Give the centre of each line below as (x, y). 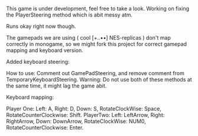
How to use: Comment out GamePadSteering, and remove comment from (95, 73)
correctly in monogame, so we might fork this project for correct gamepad (97, 44)
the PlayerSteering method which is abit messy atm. (69, 15)
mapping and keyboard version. (45, 50)
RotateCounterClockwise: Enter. (45, 127)
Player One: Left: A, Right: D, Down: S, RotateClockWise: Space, (84, 109)
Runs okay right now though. (41, 26)
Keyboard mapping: (30, 97)
